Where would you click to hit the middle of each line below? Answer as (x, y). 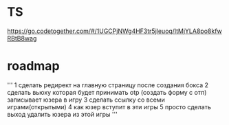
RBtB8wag (22, 38)
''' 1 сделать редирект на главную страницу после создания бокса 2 (108, 85)
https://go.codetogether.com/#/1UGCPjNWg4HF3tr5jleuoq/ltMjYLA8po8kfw (115, 31)
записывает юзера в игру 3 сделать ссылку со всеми (86, 100)
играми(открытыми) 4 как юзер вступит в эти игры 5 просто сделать (109, 106)
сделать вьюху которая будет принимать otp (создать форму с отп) (107, 92)
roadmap (33, 66)
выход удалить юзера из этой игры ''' (63, 114)
